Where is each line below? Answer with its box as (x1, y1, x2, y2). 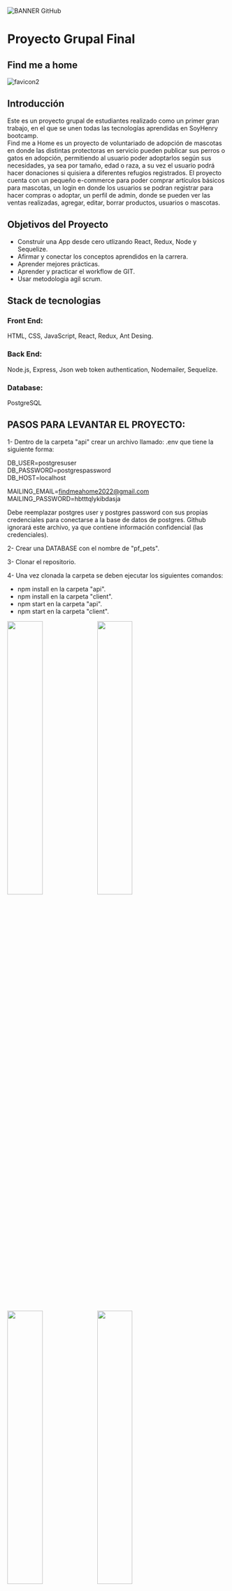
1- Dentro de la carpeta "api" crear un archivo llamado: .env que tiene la (7, 437, 214, 446)
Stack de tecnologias (7, 295, 101, 307)
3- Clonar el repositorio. (7, 557, 76, 566)
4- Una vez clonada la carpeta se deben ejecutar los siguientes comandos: (7, 571, 224, 580)
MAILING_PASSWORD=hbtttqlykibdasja (7, 494, 121, 503)
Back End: (7, 349, 43, 359)
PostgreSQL (7, 398, 42, 407)
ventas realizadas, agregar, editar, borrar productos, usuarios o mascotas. (7, 198, 221, 207)
